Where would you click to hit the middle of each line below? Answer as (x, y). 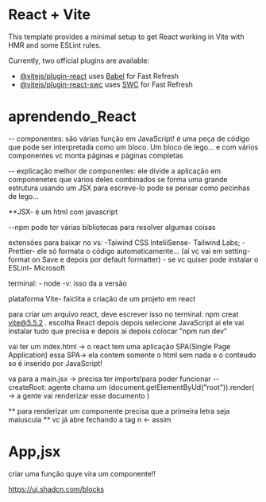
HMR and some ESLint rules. (55, 45)
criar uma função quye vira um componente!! (82, 473)
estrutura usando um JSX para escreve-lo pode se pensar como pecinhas (129, 188)
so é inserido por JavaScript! (56, 363)
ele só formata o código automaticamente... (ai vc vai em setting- (144, 251)
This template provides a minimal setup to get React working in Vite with (126, 37)
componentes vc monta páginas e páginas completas (96, 155)
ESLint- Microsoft (37, 267)
